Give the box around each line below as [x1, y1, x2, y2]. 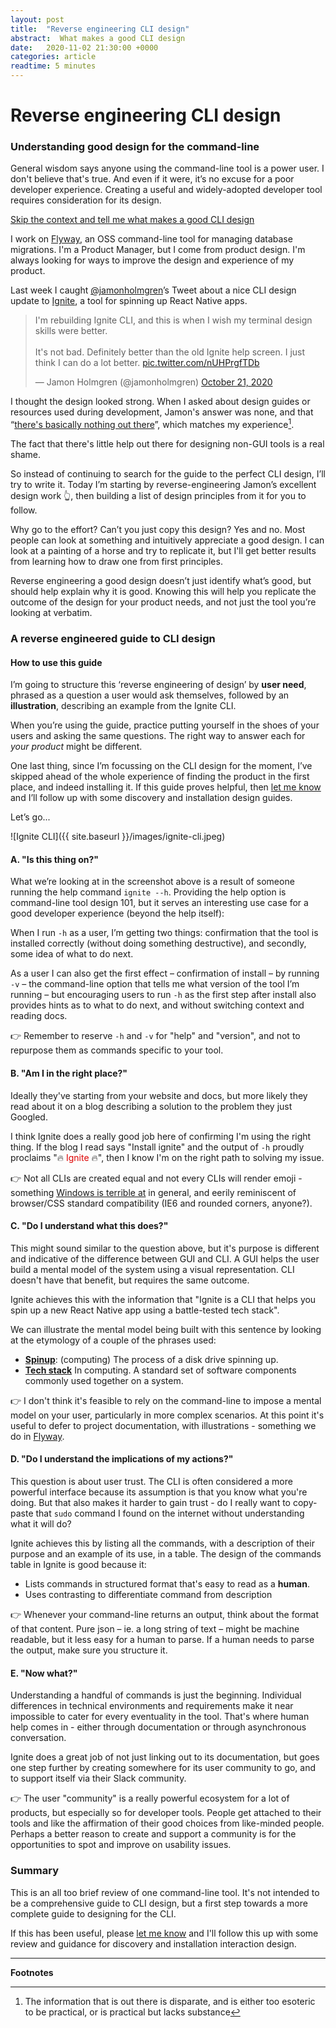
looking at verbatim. [10, 607, 93, 619]
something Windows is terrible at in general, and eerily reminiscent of [10, 1186, 297, 1198]
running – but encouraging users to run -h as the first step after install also [10, 989, 317, 1001]
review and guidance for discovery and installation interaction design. [10, 1937, 297, 1950]
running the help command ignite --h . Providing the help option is [10, 886, 287, 898]
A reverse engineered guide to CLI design [10, 632, 216, 646]
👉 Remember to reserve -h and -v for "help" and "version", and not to [10, 1030, 301, 1042]
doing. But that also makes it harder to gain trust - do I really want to [10, 1497, 291, 1509]
